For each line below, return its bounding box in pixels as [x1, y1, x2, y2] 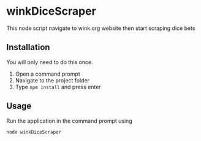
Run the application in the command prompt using [6, 117, 133, 125]
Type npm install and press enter [15, 83, 101, 90]
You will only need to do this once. [6, 58, 93, 65]
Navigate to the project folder [15, 76, 90, 84]
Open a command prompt [15, 70, 81, 78]
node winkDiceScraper [6, 129, 62, 135]
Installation [6, 42, 50, 52]
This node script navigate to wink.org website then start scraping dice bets [6, 24, 195, 32]
